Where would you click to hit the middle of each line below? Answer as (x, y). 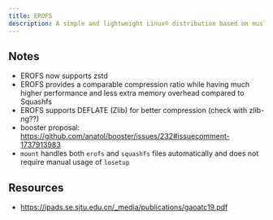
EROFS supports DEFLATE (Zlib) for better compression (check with (134, 110)
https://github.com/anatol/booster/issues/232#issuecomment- (125, 136)
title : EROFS (30, 16)
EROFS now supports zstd (64, 76)
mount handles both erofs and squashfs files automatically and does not (139, 153)
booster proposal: (50, 127)
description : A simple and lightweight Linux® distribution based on (129, 24)
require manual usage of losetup (75, 162)
